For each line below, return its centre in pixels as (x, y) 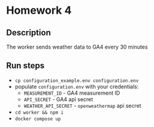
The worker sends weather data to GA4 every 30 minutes (77, 47)
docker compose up (38, 119)
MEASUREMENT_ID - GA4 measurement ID (72, 93)
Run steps (25, 66)
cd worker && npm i (39, 112)
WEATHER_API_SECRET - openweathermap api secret (83, 105)
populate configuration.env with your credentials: (77, 86)
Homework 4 (39, 10)
